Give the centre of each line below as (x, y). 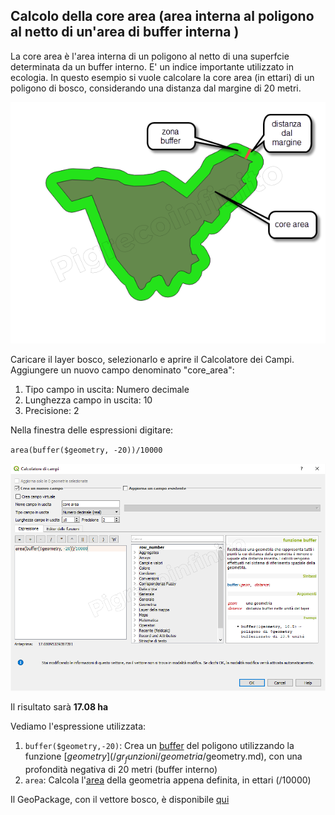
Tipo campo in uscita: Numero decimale (107, 389)
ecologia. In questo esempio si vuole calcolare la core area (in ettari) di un (162, 77)
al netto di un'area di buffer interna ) (125, 32)
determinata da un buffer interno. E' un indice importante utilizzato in (152, 66)
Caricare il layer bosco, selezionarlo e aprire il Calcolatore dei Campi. (152, 359)
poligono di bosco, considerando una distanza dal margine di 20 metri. (156, 88)
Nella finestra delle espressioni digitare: (92, 430)
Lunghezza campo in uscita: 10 (88, 400)
